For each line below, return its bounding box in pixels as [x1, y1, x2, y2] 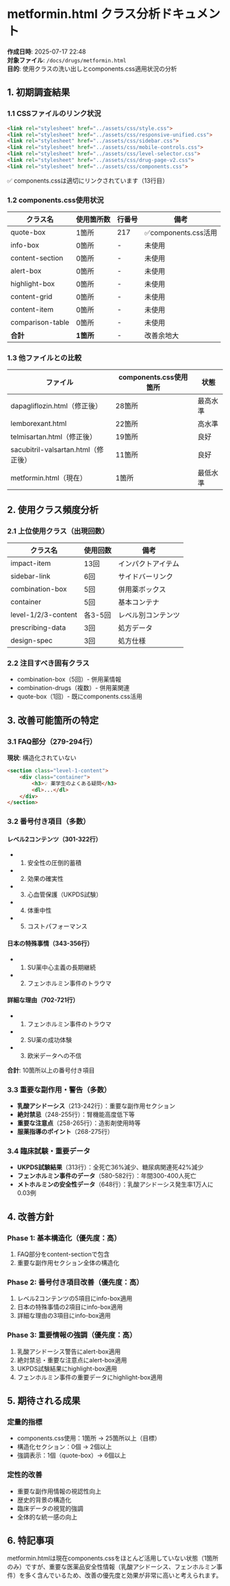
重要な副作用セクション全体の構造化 [16, 1259, 120, 1267]
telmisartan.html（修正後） [10, 432, 97, 442]
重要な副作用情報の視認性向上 [16, 1487, 101, 1495]
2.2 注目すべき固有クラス [7, 658, 90, 667]
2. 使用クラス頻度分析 [7, 504, 99, 515]
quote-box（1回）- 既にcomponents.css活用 [16, 692, 142, 700]
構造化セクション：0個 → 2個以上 [16, 1443, 112, 1451]
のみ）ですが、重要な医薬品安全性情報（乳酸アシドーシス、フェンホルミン [7, 1563, 217, 1571]
